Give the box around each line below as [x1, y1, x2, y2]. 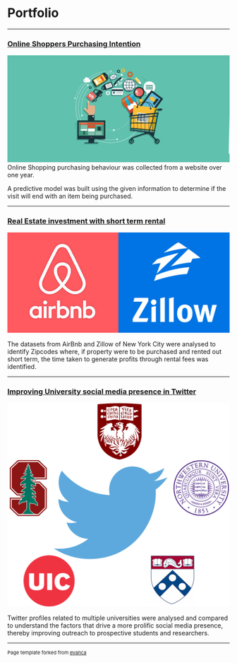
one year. [7, 171, 35, 180]
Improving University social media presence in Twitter [7, 387, 196, 397]
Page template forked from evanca [7, 649, 87, 656]
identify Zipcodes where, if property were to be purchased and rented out [7, 347, 222, 356]
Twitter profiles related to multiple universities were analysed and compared [7, 614, 229, 622]
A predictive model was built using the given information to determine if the [7, 184, 226, 193]
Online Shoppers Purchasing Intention [7, 39, 141, 49]
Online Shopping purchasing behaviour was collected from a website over [7, 163, 222, 172]
